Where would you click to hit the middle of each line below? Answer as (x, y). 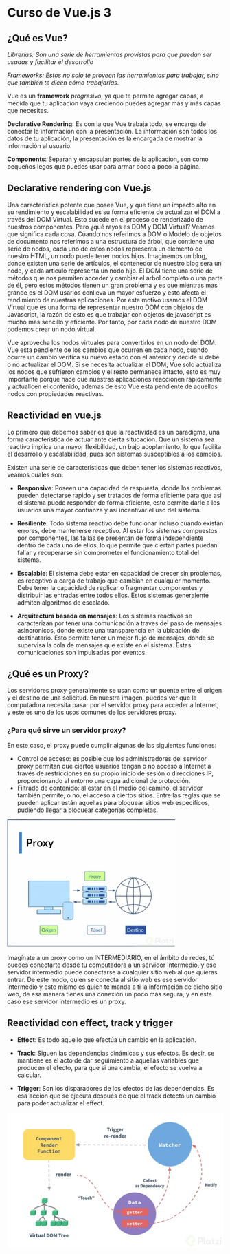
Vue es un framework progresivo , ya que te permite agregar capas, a (105, 96)
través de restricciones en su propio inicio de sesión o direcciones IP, (115, 773)
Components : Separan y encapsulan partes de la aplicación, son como (108, 159)
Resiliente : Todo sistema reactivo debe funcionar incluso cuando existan (120, 523)
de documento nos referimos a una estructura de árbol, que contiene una (111, 241)
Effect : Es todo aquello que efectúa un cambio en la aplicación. (107, 1039)
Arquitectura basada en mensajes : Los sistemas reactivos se (104, 616)
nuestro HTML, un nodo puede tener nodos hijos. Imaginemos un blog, (107, 255)
